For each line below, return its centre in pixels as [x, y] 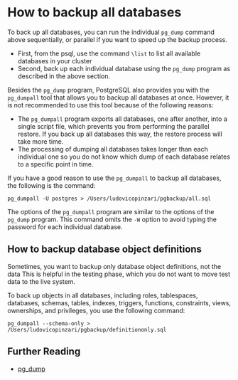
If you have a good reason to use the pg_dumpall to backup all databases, [114, 178]
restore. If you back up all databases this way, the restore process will [120, 134]
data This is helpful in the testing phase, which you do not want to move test [119, 274]
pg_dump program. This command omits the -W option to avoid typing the [112, 219]
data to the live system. [42, 281]
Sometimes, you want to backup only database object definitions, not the [114, 266]
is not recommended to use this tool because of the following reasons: [110, 105]
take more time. [40, 141]
